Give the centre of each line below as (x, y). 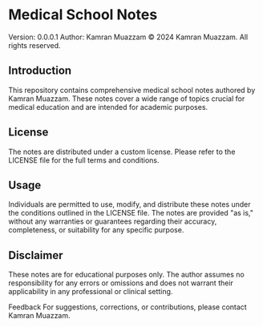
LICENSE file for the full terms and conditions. (84, 160)
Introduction (40, 71)
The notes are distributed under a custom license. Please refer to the (122, 151)
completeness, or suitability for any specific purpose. (96, 230)
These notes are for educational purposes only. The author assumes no (126, 275)
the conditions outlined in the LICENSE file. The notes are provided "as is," (131, 213)
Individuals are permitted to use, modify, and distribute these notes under (129, 204)
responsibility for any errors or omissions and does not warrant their (121, 283)
